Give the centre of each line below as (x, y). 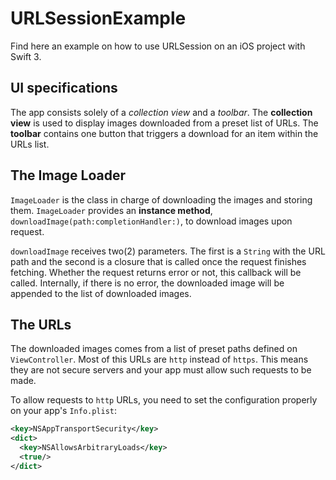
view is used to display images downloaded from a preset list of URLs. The (164, 123)
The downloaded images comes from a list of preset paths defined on (154, 349)
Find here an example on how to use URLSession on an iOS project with (158, 46)
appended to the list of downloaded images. (101, 293)
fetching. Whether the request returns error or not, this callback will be (156, 272)
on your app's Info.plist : (64, 411)
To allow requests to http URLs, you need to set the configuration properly (164, 400)
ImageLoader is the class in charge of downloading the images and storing (161, 199)
